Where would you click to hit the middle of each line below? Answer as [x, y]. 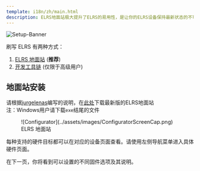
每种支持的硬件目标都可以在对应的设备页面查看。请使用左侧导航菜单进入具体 [100, 142]
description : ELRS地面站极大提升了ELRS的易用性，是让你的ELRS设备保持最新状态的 [97, 17]
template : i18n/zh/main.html [42, 12]
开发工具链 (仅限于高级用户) [49, 67]
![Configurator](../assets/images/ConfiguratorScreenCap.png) [97, 122]
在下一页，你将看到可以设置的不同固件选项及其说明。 [71, 162]
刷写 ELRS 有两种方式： [35, 46]
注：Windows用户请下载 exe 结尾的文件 [53, 110]
